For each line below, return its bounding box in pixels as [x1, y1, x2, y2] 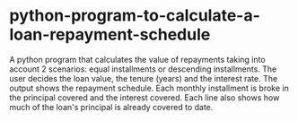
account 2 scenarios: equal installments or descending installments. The [9, 64, 277, 74]
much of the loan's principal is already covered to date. [9, 101, 214, 112]
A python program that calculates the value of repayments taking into [9, 54, 267, 65]
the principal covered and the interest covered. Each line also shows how [9, 91, 280, 103]
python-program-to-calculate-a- [9, 5, 260, 26]
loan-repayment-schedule [9, 24, 211, 45]
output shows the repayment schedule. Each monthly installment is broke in [9, 82, 289, 93]
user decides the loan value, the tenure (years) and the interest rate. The [9, 73, 278, 83]
